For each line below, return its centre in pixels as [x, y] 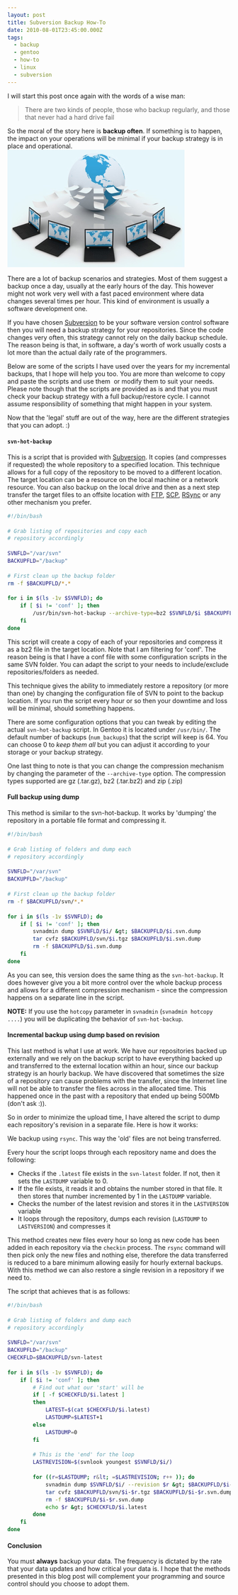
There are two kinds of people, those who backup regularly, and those [127, 109]
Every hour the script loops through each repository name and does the [112, 1152]
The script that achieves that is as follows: [69, 1291]
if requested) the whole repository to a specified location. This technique [114, 464]
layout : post [27, 15]
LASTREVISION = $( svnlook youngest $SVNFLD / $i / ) [103, 1462]
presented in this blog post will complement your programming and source [116, 1577]
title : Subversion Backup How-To [57, 22]
